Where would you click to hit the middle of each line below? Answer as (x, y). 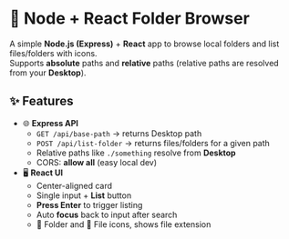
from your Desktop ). (48, 73)
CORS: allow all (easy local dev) (97, 162)
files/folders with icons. (53, 53)
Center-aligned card (74, 185)
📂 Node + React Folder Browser (130, 19)
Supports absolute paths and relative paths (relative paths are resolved (144, 63)
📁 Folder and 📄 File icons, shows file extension (124, 224)
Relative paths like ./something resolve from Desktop (136, 153)
